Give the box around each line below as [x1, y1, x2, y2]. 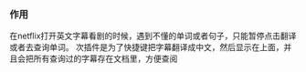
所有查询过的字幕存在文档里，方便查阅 [33, 53, 178, 65]
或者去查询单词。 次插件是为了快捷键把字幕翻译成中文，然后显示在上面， [9, 42, 284, 53]
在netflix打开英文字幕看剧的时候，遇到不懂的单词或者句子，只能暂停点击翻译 [9, 30, 297, 42]
